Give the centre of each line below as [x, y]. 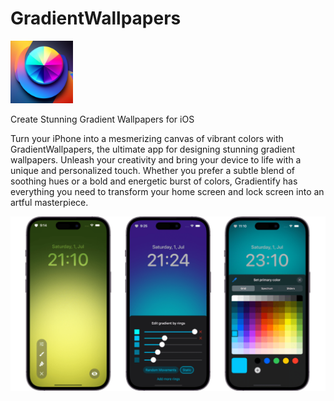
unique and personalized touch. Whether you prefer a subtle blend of [152, 170]
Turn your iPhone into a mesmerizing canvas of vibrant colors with [147, 138]
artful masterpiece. [49, 202]
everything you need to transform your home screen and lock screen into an [167, 191]
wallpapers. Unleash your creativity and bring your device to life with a [156, 159]
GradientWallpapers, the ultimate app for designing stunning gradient [153, 149]
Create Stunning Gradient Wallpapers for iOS [102, 119]
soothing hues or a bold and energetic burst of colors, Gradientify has [154, 181]
